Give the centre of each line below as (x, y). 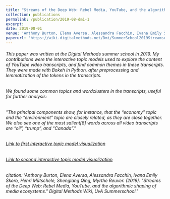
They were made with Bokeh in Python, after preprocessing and (72, 70)
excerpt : (15, 24)
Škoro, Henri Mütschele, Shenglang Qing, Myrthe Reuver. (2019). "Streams (83, 180)
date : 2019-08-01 (24, 29)
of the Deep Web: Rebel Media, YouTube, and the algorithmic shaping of (81, 186)
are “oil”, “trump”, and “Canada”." (41, 128)
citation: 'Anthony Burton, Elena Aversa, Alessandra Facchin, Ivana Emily (82, 175)
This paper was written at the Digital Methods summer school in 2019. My (82, 54)
